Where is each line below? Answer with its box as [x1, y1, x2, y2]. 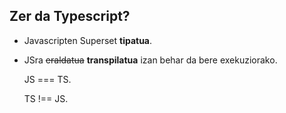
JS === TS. [23, 73, 72, 85]
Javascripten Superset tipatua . [23, 34, 153, 46]
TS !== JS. [23, 92, 69, 104]
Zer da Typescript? [9, 8, 131, 25]
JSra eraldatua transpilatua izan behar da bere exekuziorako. [23, 54, 278, 66]
